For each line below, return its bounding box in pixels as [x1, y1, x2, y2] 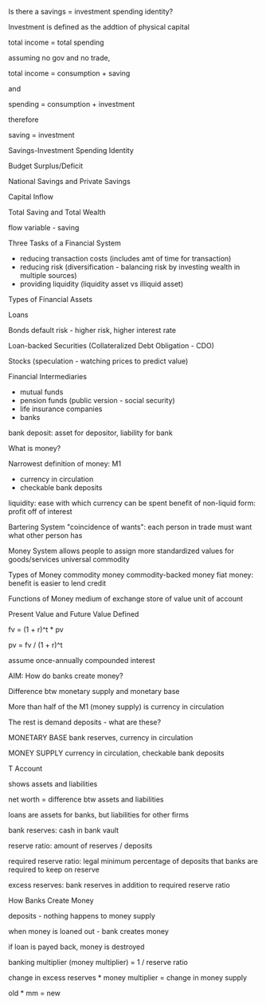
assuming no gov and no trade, [8, 53, 111, 62]
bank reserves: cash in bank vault [8, 826, 119, 835]
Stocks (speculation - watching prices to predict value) [8, 356, 189, 366]
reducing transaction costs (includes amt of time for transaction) [19, 254, 232, 263]
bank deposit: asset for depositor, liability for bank [8, 428, 173, 437]
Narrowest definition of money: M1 [8, 459, 122, 469]
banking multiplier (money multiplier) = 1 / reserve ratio [8, 958, 189, 967]
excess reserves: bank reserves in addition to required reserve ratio [8, 880, 231, 889]
